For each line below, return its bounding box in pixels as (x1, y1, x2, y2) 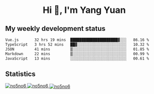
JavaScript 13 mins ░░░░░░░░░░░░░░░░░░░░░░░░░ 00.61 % (5, 56, 149, 61)
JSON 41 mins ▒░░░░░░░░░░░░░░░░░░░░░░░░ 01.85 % (5, 47, 149, 52)
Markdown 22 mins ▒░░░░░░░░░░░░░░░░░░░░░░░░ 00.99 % (5, 51, 149, 56)
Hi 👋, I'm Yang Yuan (42, 4, 126, 16)
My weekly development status (5, 24, 106, 33)
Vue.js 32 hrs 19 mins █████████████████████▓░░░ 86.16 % (5, 37, 149, 42)
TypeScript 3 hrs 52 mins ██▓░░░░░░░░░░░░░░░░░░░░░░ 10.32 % (5, 42, 149, 47)
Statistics (5, 70, 36, 78)
